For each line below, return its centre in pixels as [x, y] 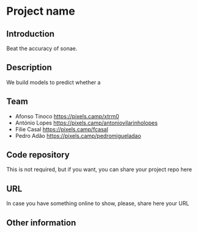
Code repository [38, 155]
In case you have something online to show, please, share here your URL [98, 203]
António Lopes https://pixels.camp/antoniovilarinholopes [86, 123]
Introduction [31, 34]
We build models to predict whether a [53, 82]
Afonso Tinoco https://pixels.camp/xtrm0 [67, 116]
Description [29, 67]
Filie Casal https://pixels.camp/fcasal [62, 129]
